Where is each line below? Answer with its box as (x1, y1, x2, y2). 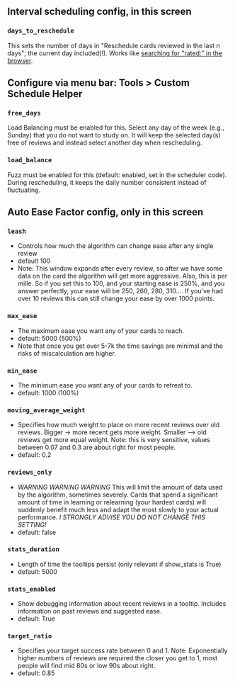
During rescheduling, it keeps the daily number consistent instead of (7, 178, 207, 186)
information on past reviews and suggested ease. (17, 607, 162, 616)
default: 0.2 (17, 451, 52, 459)
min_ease (7, 366, 38, 375)
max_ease (7, 312, 38, 320)
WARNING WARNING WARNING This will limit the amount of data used (17, 482, 223, 491)
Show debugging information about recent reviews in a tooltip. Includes (17, 599, 227, 608)
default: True (17, 614, 55, 623)
